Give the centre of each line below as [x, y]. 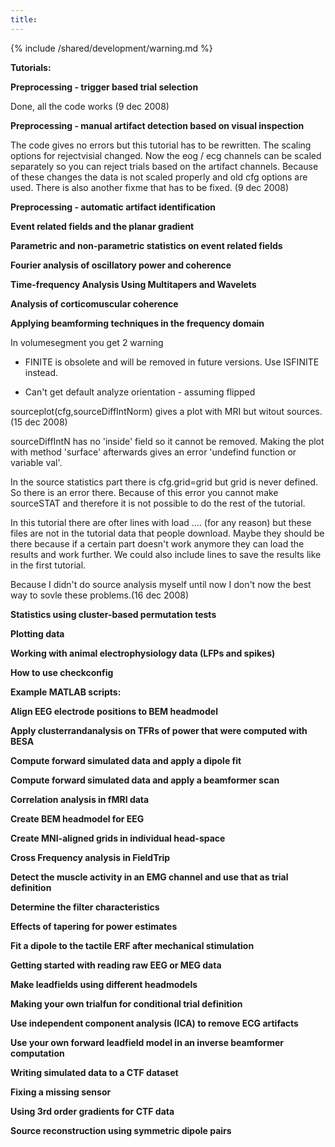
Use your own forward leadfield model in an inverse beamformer [147, 1042]
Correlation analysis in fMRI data [80, 799]
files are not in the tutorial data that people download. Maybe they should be [167, 533]
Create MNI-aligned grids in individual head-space [118, 838]
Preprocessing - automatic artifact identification [113, 207]
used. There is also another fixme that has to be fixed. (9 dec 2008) [150, 187]
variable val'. [36, 462]
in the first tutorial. [48, 565]
